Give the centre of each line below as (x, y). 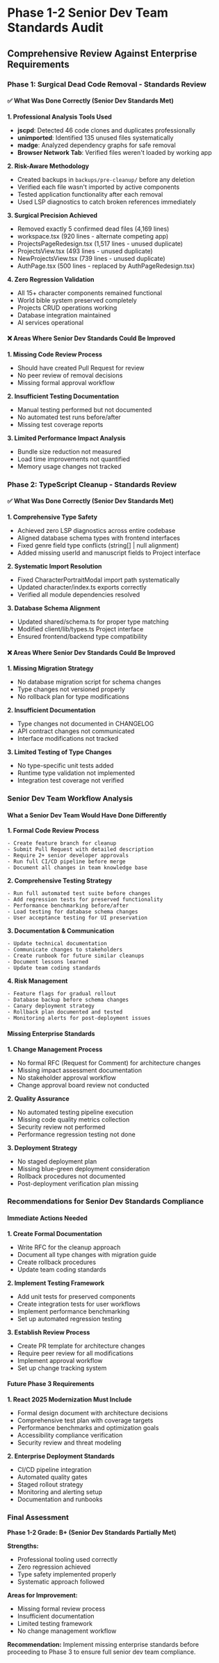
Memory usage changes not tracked (69, 466)
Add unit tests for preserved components (76, 1296)
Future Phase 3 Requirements (51, 1384)
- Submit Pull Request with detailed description (81, 850)
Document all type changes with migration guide (87, 1254)
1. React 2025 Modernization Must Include (70, 1399)
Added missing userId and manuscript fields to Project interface (109, 553)
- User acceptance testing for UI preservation (78, 918)
